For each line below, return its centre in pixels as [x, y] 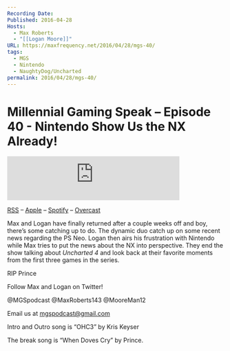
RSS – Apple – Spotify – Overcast [54, 210]
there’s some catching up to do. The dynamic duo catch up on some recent [114, 231]
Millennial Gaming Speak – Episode [109, 112]
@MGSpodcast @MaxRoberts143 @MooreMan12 [76, 300]
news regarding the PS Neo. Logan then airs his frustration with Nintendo [111, 238]
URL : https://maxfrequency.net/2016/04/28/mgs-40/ [81, 46]
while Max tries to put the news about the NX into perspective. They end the [115, 245]
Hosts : [17, 26]
